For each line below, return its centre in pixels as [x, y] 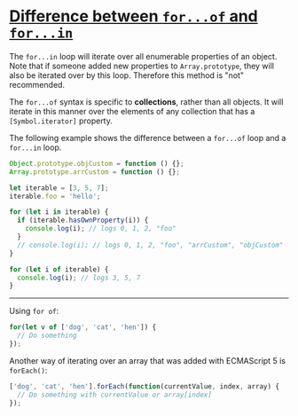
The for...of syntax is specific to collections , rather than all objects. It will [146, 102]
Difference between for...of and [134, 16]
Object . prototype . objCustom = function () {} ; [97, 163]
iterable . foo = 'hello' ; [55, 196]
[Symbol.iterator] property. [61, 121]
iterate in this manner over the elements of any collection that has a [132, 111]
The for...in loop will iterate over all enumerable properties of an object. [143, 56]
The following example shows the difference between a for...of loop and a [148, 137]
